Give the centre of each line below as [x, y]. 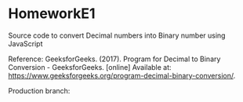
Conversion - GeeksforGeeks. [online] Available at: [90, 67]
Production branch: [39, 90]
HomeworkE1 [52, 14]
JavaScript [25, 43]
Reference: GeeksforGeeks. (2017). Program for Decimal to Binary [114, 59]
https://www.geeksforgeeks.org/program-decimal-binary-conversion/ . [122, 75]
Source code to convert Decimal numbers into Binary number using [117, 35]
